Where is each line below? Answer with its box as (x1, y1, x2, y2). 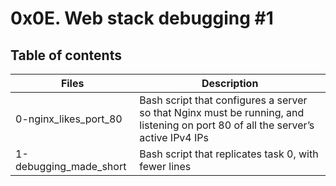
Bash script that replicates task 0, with (139, 147, 319, 161)
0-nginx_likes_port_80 (15, 112, 123, 126)
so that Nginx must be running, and (139, 106, 305, 119)
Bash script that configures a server (139, 93, 308, 107)
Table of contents (10, 47, 122, 64)
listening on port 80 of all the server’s (139, 118, 315, 132)
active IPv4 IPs (139, 131, 209, 144)
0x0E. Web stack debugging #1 (10, 7, 274, 30)
